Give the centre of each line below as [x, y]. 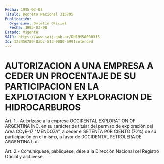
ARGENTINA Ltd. [22, 141]
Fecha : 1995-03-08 [28, 28]
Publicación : [18, 19]
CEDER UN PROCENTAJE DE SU [70, 76]
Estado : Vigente [22, 32]
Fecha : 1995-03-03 [24, 10]
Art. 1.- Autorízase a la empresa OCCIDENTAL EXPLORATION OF [70, 121]
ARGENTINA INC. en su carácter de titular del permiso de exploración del [79, 126]
